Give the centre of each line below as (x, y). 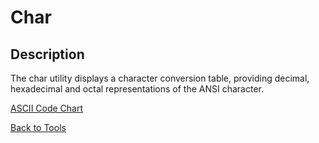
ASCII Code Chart (47, 108)
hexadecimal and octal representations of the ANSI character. (137, 89)
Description (47, 54)
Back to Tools (38, 127)
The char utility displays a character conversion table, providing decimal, (160, 78)
